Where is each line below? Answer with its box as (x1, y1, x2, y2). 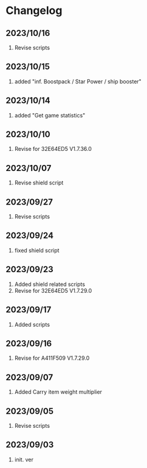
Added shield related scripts (14, 281, 86, 288)
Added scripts (14, 321, 50, 328)
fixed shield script (14, 246, 60, 254)
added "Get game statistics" (14, 111, 86, 119)
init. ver (14, 456, 34, 463)
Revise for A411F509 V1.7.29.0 (14, 354, 90, 362)
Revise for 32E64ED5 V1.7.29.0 (14, 287, 92, 294)
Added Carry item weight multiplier (14, 388, 103, 396)
